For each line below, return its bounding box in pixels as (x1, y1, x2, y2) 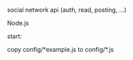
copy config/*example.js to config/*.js (7, 46, 114, 53)
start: (7, 32, 23, 40)
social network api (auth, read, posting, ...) (7, 6, 127, 14)
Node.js (7, 19, 29, 27)
